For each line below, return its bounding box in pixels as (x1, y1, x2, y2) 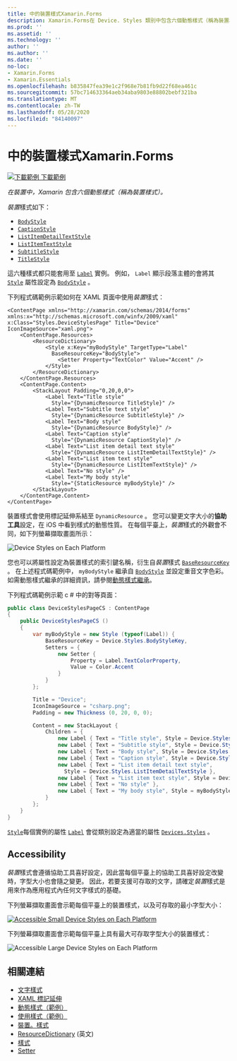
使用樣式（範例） (17, 1012, 68, 1021)
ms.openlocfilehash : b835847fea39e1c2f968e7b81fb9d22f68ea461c (7, 83, 197, 90)
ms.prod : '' (7, 23, 42, 30)
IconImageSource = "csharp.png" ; (32, 702, 131, 709)
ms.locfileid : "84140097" (7, 115, 83, 122)
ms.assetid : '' (7, 30, 52, 37)
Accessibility (7, 849, 66, 861)
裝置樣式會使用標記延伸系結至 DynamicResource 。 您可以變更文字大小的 (7, 511, 215, 520)
